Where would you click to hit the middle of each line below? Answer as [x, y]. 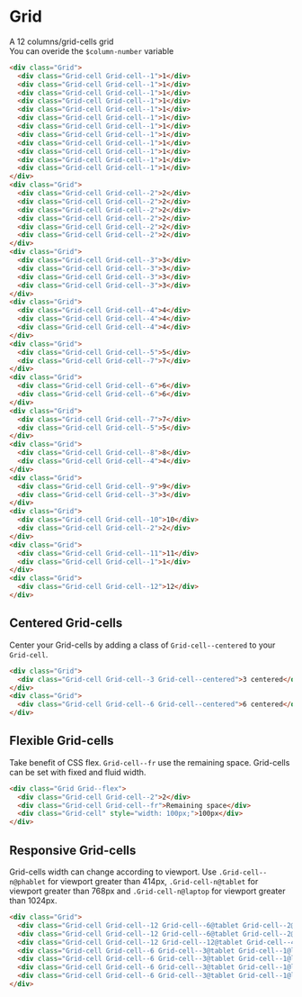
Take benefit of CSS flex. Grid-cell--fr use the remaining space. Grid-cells [150, 762]
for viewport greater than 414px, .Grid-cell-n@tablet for [153, 881]
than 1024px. [33, 901]
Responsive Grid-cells [73, 850]
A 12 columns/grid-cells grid [62, 41]
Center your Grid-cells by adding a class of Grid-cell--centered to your [142, 645]
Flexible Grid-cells [62, 741]
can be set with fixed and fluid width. [78, 772]
